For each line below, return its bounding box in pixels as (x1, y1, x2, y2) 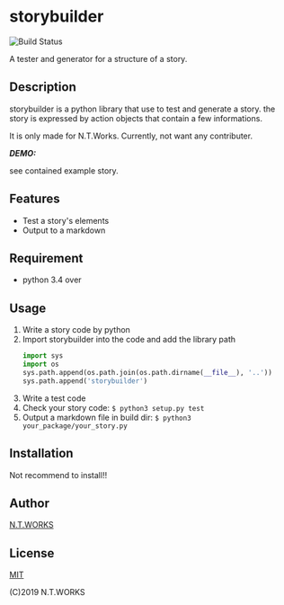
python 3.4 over (22, 274, 83, 285)
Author (9, 495, 49, 511)
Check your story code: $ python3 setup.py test (22, 402, 205, 413)
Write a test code (22, 393, 86, 404)
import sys (22, 351, 64, 360)
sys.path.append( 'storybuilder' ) (22, 376, 148, 386)
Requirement (9, 250, 84, 266)
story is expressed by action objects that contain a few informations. (9, 112, 263, 123)
